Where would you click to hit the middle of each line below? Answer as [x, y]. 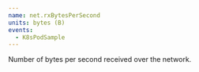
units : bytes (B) [37, 23]
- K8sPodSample [40, 37]
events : [21, 30]
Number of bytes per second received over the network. [100, 59]
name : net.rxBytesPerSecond [54, 15]
